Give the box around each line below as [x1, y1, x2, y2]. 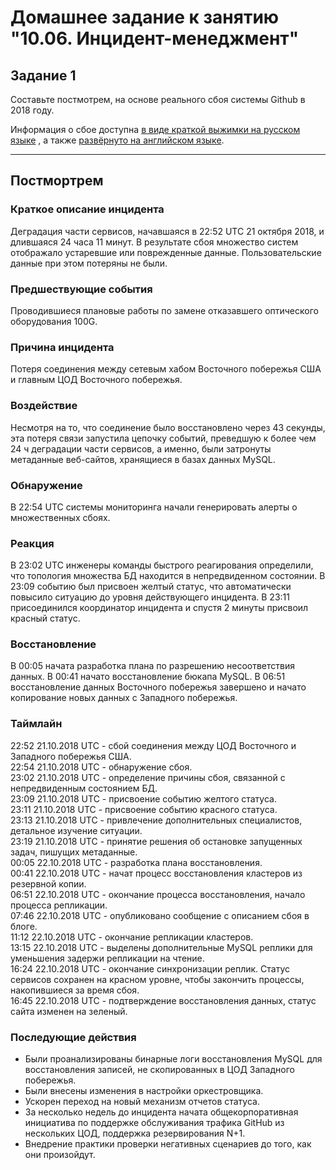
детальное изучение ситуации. [10, 824, 143, 836]
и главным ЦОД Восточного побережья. [10, 374, 183, 386]
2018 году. [10, 104, 55, 116]
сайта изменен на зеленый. [10, 1005, 128, 1017]
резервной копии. [10, 877, 87, 890]
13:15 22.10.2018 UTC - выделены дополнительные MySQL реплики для [10, 941, 313, 953]
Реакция [10, 536, 55, 550]
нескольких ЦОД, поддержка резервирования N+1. [24, 1127, 246, 1140]
